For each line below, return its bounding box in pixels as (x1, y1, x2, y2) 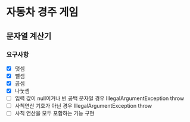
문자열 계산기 (6, 31, 52, 41)
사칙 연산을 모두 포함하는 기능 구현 (14, 110, 95, 117)
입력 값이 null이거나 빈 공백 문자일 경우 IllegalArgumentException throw (14, 95, 185, 102)
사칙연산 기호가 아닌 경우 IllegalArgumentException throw (14, 102, 152, 110)
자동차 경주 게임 (6, 5, 79, 19)
